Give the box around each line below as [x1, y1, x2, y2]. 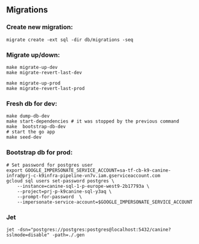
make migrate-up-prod [6, 80, 61, 86]
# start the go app [6, 129, 55, 135]
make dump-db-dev [6, 113, 50, 120]
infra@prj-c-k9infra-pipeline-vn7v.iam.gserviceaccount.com [6, 172, 161, 179]
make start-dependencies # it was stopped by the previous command [6, 118, 180, 124]
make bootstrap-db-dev [6, 124, 66, 130]
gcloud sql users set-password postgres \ [6, 178, 115, 184]
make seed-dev [6, 134, 42, 141]
